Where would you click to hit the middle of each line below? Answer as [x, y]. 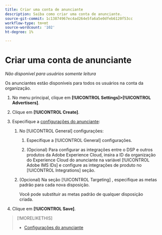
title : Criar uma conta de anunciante [44, 9]
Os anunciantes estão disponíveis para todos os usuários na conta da [74, 83]
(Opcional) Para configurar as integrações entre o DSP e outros [90, 149]
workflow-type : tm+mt [27, 23]
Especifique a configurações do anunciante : [56, 121]
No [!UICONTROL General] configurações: [61, 131]
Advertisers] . [26, 103]
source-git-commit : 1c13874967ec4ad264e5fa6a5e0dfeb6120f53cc [69, 18]
